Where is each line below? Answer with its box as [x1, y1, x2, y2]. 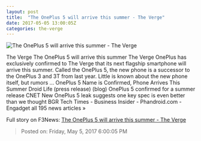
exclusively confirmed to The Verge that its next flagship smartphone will [6, 60, 187, 67]
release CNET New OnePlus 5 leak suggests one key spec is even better [6, 92, 185, 99]
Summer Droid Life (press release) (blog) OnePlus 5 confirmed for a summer [6, 85, 196, 93]
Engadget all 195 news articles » [6, 104, 86, 112]
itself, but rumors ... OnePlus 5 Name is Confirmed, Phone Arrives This [6, 79, 181, 86]
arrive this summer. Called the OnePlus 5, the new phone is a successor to [6, 67, 190, 74]
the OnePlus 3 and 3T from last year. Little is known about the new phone [6, 73, 188, 80]
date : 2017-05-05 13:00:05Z [6, 20, 77, 26]
